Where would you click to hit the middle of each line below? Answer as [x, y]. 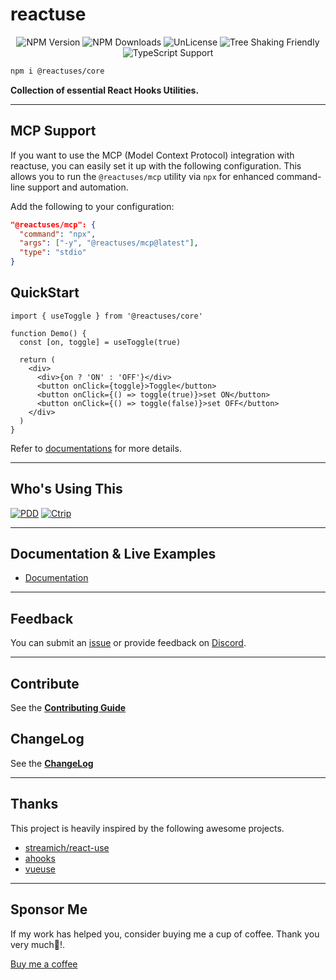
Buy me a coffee [44, 964]
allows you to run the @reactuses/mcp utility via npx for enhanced [142, 176]
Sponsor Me [49, 909]
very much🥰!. [38, 944]
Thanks [34, 804]
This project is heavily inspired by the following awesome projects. [147, 828]
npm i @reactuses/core [57, 71]
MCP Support [53, 131]
